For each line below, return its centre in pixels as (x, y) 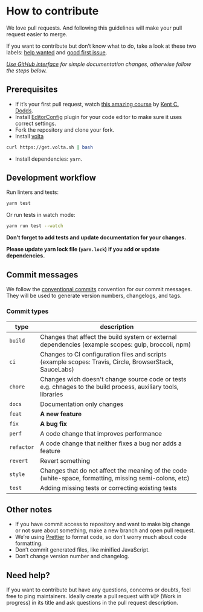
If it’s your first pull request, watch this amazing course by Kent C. (97, 104)
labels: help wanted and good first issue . (57, 52)
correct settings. (35, 123)
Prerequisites (32, 90)
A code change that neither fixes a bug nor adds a (111, 443)
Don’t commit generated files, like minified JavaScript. (82, 550)
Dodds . (24, 111)
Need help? (28, 575)
